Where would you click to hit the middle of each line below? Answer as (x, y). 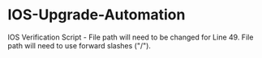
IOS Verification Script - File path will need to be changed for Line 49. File (131, 37)
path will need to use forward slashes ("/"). (79, 45)
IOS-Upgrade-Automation (97, 15)
